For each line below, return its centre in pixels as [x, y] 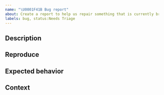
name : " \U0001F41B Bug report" [37, 9]
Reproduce [22, 55]
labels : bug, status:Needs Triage [40, 18]
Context [18, 87]
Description [23, 38]
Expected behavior [34, 71]
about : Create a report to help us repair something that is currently [79, 14]
